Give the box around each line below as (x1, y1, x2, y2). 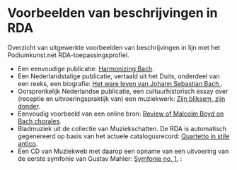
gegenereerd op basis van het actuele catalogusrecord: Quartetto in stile (17, 132, 230, 140)
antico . (17, 139, 38, 147)
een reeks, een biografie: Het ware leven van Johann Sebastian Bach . (17, 79, 223, 87)
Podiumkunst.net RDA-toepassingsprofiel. (7, 51, 129, 59)
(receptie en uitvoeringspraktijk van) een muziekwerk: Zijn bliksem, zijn (17, 94, 226, 103)
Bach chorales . (17, 116, 62, 125)
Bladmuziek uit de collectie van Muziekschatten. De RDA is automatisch (17, 124, 227, 133)
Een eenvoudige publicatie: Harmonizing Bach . (17, 64, 154, 73)
